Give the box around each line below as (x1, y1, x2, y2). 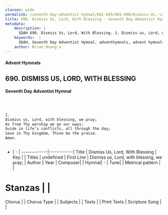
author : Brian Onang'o (14, 44, 61, 49)
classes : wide (5, 7, 35, 12)
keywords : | (14, 35, 41, 40)
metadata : (5, 21, 26, 26)
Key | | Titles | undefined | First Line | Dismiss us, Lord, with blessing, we (12, 154, 162, 160)
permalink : (5, 12, 28, 17)
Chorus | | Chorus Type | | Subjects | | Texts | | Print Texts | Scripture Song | (5, 199, 161, 205)
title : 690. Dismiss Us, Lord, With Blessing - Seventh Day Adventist (5, 16, 155, 21)
